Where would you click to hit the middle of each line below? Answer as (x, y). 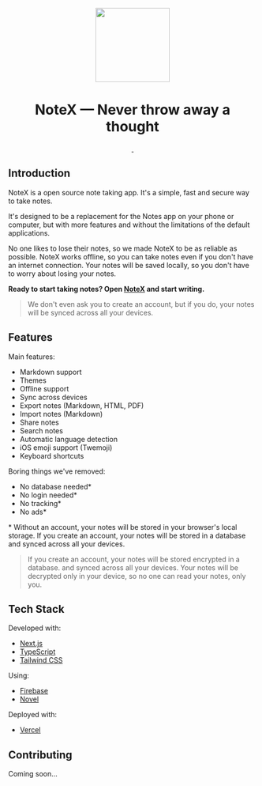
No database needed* (56, 486)
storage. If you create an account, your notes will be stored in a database (127, 535)
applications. (29, 232)
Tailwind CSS (41, 660)
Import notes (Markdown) (61, 414)
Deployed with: (33, 715)
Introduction (39, 174)
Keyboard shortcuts (52, 455)
